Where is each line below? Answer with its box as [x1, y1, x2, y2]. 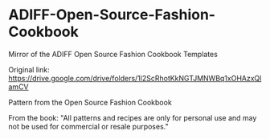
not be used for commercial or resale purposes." [8, 121, 169, 131]
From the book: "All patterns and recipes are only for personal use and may [8, 112, 257, 122]
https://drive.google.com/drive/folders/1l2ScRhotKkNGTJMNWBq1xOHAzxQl [8, 73, 262, 83]
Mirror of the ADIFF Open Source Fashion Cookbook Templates [8, 49, 219, 59]
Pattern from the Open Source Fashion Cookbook [8, 97, 173, 107]
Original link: [8, 64, 50, 74]
